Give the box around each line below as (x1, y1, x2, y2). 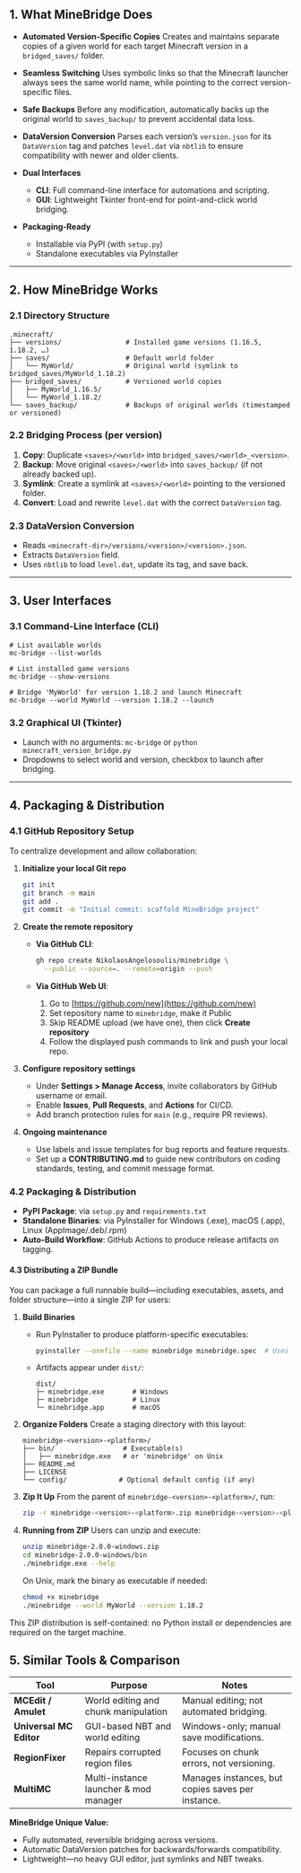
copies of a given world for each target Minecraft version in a (21, 40, 249, 51)
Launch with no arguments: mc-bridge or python (21, 737, 198, 748)
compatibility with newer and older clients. (21, 150, 179, 161)
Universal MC (13, 1720, 73, 1733)
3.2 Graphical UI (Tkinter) (9, 716, 123, 729)
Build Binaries (21, 1311, 76, 1322)
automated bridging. (182, 1705, 268, 1718)
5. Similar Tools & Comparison (9, 1653, 181, 1668)
